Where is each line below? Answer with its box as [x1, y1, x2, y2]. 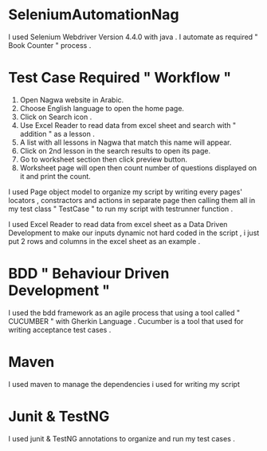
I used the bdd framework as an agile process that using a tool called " [8, 308, 241, 317]
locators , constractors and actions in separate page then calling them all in [8, 195, 256, 205]
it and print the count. [19, 171, 92, 181]
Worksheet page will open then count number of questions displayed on [19, 162, 257, 173]
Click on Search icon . [19, 112, 92, 122]
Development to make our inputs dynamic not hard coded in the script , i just [8, 228, 260, 237]
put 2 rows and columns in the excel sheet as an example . [8, 236, 201, 245]
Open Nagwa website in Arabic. [19, 94, 124, 105]
